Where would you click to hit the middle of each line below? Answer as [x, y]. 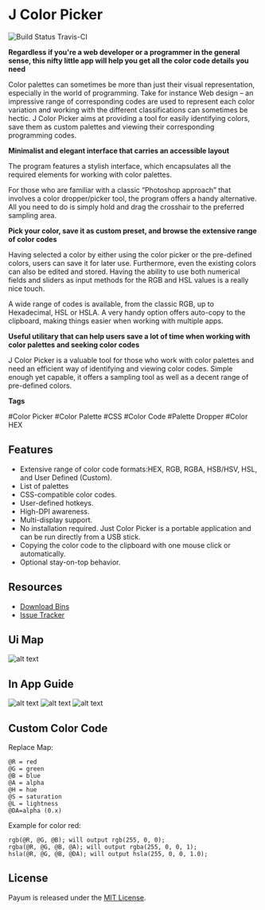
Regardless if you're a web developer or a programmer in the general [124, 52]
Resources [35, 587]
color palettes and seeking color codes [74, 345]
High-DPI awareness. [55, 511]
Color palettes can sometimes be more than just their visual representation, [132, 84]
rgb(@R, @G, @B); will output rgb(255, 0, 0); [87, 840]
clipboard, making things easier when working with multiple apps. [116, 321]
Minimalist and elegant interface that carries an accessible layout [119, 150]
